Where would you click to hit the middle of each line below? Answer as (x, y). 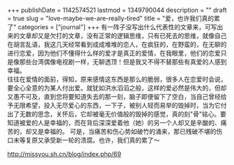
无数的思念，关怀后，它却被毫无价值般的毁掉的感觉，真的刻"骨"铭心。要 (123, 114)
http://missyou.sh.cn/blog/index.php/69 (64, 154)
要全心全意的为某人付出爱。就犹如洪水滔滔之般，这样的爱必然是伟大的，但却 (117, 88)
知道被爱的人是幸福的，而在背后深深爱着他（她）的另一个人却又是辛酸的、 (114, 123)
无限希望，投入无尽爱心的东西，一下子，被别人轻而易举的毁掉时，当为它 (117, 105)
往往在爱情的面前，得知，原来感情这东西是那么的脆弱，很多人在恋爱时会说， (117, 79)
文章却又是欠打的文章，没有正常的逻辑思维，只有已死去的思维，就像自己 (123, 36)
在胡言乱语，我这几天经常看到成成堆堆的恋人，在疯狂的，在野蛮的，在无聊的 (117, 44)
